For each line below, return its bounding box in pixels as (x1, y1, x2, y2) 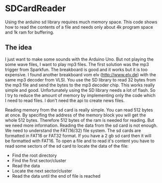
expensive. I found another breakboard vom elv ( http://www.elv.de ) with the (5, 71, 156, 78)
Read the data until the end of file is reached (12, 173, 101, 179)
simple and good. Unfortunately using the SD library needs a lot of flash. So (5, 87, 156, 93)
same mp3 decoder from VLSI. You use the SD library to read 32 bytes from (5, 77, 156, 83)
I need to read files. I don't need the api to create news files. (5, 98, 125, 103)
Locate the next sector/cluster (12, 168, 73, 174)
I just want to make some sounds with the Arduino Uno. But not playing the (5, 56, 154, 62)
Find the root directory (12, 152, 57, 158)
